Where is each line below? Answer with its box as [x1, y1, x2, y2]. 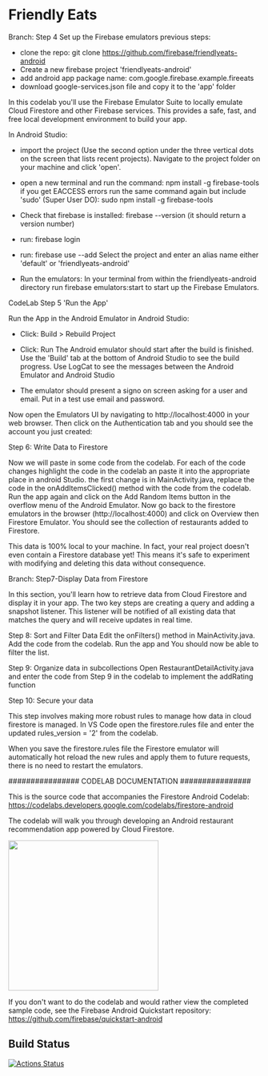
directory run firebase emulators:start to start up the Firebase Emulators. [19, 282, 260, 292]
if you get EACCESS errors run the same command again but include [19, 186, 246, 195]
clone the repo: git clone [19, 47, 101, 57]
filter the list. [8, 647, 50, 657]
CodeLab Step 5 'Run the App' [8, 298, 109, 308]
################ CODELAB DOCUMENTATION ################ [8, 776, 252, 786]
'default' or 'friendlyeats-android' [19, 258, 130, 268]
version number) [19, 219, 75, 228]
